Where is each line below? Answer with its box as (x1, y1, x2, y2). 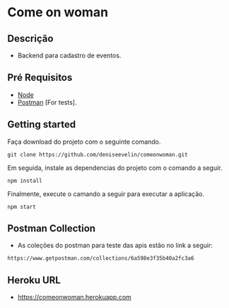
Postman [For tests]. (17, 98, 77, 106)
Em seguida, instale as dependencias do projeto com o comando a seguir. (7, 164, 223, 172)
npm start (7, 203, 37, 210)
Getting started (7, 118, 76, 131)
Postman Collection (7, 222, 96, 234)
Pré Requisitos (7, 72, 73, 84)
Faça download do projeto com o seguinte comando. (7, 137, 161, 146)
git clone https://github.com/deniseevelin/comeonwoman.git (7, 151, 189, 158)
